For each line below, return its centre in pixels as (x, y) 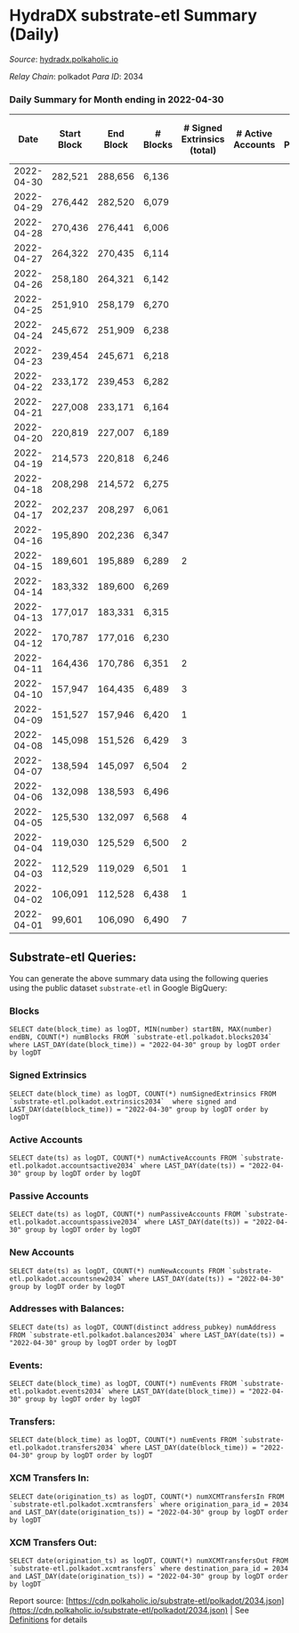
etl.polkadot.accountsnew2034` (67, 1279)
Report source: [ (39, 1601)
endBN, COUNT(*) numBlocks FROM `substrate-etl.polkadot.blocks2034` (141, 1038)
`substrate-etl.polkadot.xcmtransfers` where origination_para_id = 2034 (149, 1504)
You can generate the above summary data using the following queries (139, 979)
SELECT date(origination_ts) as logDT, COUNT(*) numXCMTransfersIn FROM (147, 1497)
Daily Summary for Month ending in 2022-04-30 (117, 99)
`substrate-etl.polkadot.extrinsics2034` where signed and (123, 1102)
